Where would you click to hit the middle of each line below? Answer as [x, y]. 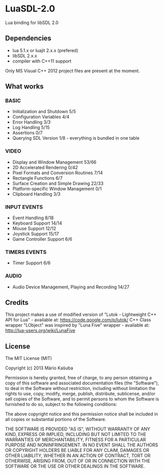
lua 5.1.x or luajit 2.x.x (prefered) [45, 50]
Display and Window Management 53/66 [54, 162]
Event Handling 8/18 [33, 218]
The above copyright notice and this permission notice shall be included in [82, 414]
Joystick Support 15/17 [36, 234]
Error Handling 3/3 [31, 122]
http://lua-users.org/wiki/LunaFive [40, 330]
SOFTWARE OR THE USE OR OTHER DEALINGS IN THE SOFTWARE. [75, 466]
